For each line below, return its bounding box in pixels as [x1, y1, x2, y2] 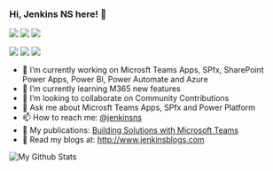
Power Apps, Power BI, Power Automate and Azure [21, 74, 208, 85]
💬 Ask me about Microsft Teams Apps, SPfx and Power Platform [21, 102, 255, 113]
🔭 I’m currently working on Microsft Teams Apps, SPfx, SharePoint [21, 65, 264, 75]
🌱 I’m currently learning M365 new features [21, 83, 181, 94]
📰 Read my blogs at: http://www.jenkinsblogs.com [21, 135, 206, 145]
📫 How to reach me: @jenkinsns [21, 113, 143, 123]
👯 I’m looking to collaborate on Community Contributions [21, 93, 230, 104]
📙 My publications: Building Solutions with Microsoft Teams [21, 125, 239, 136]
